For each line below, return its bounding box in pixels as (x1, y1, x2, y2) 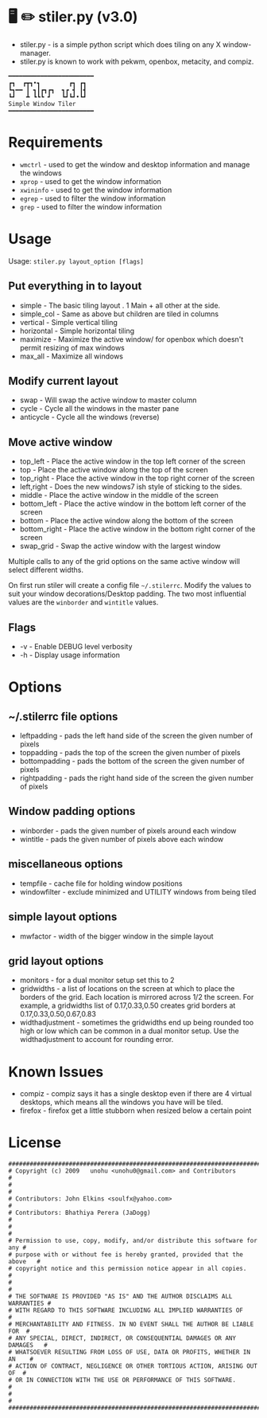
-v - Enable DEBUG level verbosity (19, 642, 133, 652)
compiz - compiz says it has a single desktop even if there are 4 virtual (19, 1089, 252, 1099)
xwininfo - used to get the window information (19, 185, 172, 194)
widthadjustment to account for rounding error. (19, 1035, 174, 1044)
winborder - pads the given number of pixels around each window (19, 825, 237, 835)
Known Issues (8, 1063, 104, 1081)
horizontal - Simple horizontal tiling (19, 326, 135, 335)
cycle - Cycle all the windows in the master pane (19, 404, 180, 413)
